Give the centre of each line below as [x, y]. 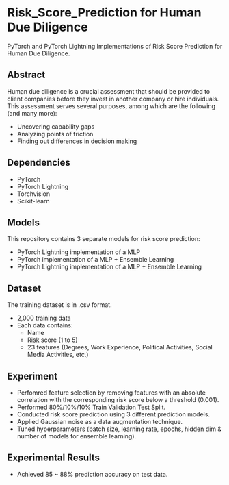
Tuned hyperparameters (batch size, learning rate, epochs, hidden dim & [119, 429]
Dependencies [39, 163]
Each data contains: [45, 325]
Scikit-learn [33, 201]
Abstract [26, 75]
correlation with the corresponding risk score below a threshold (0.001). [118, 400]
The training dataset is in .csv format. [59, 305]
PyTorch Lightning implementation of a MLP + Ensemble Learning [109, 267]
